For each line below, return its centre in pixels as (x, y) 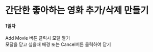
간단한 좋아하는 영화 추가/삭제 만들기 (77, 10)
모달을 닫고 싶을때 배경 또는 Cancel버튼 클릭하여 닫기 (58, 44)
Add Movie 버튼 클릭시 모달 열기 (38, 38)
